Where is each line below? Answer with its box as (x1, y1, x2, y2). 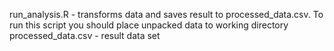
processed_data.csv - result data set (9, 30, 161, 41)
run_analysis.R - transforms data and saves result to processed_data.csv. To (9, 9, 324, 20)
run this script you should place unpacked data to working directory (9, 19, 289, 31)
